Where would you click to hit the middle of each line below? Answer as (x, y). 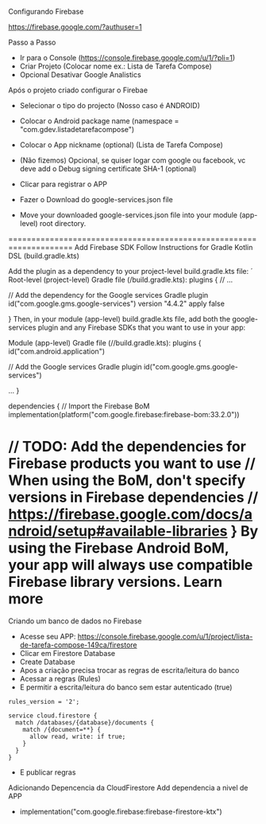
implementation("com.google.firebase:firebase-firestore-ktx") (121, 811)
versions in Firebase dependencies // (133, 498)
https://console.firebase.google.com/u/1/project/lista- (165, 636)
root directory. (63, 223)
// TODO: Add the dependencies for (127, 447)
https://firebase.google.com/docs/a (130, 515)
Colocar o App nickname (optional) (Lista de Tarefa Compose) (121, 145)
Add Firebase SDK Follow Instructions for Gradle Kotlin (164, 247)
